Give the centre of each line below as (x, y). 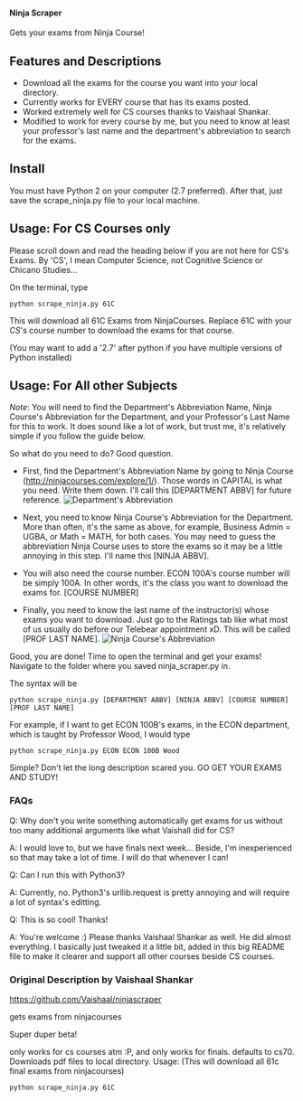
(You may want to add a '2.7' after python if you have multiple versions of (146, 347)
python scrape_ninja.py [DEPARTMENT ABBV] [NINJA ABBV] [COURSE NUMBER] (149, 701)
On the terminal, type (49, 287)
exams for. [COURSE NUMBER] (80, 593)
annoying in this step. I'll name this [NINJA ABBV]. (116, 556)
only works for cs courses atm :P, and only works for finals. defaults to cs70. (152, 1052)
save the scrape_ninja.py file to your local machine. (105, 200)
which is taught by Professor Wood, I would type (100, 734)
